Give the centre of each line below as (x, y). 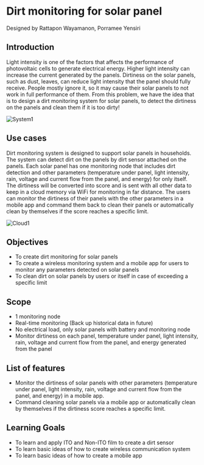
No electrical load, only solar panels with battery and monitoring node (103, 330)
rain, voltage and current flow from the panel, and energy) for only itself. (97, 179)
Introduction (30, 47)
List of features (36, 368)
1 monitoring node (38, 317)
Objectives (27, 242)
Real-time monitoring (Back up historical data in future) (84, 323)
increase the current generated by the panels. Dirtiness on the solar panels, (101, 75)
